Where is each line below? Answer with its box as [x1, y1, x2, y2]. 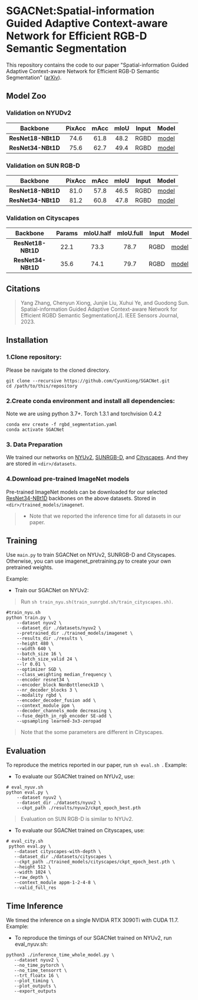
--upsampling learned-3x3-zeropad [16, 718, 101, 725]
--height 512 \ [14, 864, 51, 870]
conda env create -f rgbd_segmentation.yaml [6, 421, 117, 428]
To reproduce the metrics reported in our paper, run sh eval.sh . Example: [6, 761, 187, 769]
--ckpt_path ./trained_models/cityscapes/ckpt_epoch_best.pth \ [14, 859, 176, 865]
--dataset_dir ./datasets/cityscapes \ [14, 854, 112, 860]
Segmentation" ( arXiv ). [6, 74, 62, 81]
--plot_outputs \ [14, 983, 57, 989]
